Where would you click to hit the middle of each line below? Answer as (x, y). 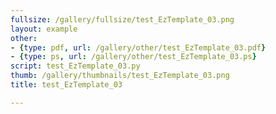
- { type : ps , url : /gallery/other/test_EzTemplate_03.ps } (133, 57)
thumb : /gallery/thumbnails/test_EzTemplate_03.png (120, 76)
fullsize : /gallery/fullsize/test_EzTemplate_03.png (122, 19)
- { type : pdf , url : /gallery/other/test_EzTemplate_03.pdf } (138, 47)
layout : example (44, 29)
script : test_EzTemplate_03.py (75, 66)
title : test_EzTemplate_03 (66, 85)
